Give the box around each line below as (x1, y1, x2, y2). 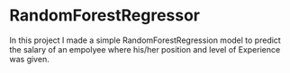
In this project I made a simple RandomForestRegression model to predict (9, 35, 281, 45)
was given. (9, 53, 50, 64)
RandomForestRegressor (9, 5, 201, 26)
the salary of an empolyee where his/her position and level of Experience (9, 44, 281, 54)
